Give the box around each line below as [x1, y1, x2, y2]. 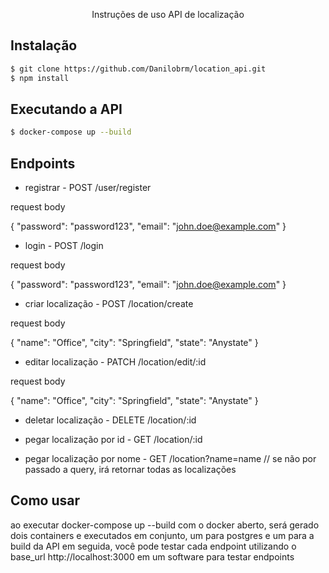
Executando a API [10, 100, 123, 118]
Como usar [10, 492, 81, 509]
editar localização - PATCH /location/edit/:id [24, 356, 207, 368]
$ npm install [10, 73, 70, 83]
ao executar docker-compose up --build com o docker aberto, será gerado [10, 519, 320, 531]
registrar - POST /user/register [24, 182, 152, 194]
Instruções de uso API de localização [91, 9, 245, 20]
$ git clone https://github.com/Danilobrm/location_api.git [10, 64, 267, 74]
